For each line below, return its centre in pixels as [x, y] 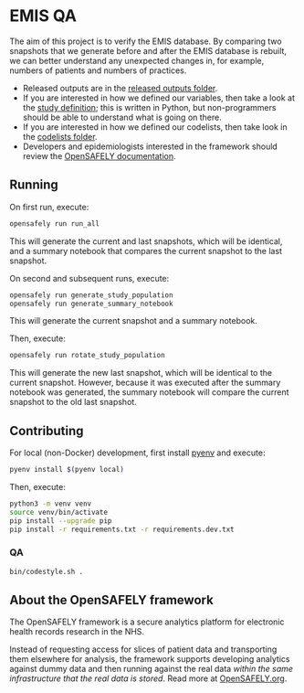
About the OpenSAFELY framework [112, 600]
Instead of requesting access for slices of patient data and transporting [143, 649]
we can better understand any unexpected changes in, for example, [137, 60]
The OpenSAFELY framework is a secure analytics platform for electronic [147, 622]
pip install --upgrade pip [61, 521]
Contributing [47, 431]
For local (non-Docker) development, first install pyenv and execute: [137, 453]
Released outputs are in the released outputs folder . [120, 88]
